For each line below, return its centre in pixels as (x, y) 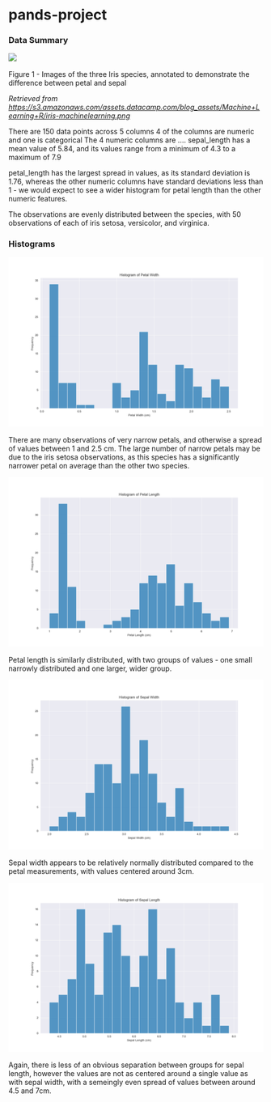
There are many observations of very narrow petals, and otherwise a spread (135, 440)
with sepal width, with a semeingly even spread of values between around (132, 1083)
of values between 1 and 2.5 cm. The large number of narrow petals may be (134, 449)
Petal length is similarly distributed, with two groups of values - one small (130, 660)
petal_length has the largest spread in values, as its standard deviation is (129, 173)
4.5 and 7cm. (30, 1091)
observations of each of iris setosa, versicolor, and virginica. (109, 223)
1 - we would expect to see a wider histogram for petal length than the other (135, 190)
